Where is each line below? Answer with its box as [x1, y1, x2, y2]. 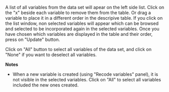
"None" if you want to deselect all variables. [5, 52, 97, 58]
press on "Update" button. [5, 36, 60, 42]
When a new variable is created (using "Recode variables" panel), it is [12, 71, 158, 77]
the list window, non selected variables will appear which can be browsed [5, 20, 159, 26]
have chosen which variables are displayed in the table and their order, [5, 31, 153, 37]
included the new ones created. [12, 82, 79, 88]
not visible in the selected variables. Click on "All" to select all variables [12, 77, 161, 82]
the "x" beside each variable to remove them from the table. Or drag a [5, 10, 151, 16]
